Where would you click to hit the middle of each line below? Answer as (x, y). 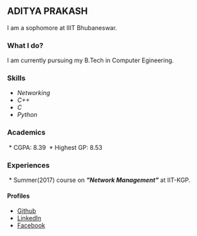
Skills (16, 78)
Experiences (28, 165)
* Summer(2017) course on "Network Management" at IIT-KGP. (100, 180)
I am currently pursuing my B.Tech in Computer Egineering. (91, 60)
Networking (34, 93)
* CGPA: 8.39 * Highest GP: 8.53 (55, 147)
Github (26, 211)
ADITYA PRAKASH (48, 11)
